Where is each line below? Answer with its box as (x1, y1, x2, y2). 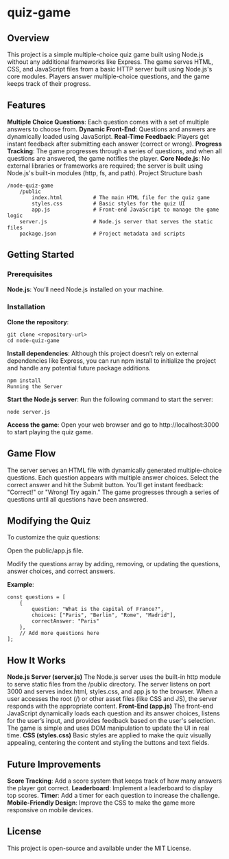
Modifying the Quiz (7, 515, 91, 526)
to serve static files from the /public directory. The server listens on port (7, 680, 210, 689)
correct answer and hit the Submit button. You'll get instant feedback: (7, 480, 204, 489)
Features (7, 100, 46, 111)
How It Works (7, 654, 67, 666)
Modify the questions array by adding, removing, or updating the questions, (7, 560, 221, 568)
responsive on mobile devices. (7, 806, 94, 814)
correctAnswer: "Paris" (32, 618, 99, 625)
